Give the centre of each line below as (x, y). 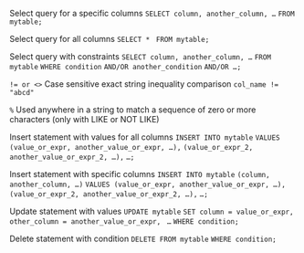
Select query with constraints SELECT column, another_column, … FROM (141, 57)
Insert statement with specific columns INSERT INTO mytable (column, (140, 174)
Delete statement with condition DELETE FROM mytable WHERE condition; (143, 238)
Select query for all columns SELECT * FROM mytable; (110, 39)
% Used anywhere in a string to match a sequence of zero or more (133, 110)
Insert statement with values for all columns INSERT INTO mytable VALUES (145, 137)
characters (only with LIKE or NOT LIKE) (84, 119)
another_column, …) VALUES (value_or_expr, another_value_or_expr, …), (147, 184)
